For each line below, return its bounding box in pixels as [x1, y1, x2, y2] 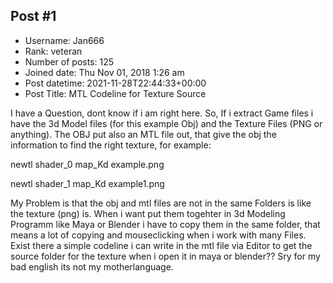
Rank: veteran [24, 45, 83, 57]
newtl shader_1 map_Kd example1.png [10, 177, 165, 189]
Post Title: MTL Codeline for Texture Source [24, 87, 207, 99]
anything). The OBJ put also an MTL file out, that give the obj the [10, 128, 277, 140]
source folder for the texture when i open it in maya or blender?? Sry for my [10, 250, 321, 262]
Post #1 [10, 8, 57, 25]
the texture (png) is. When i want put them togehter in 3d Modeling [10, 207, 286, 219]
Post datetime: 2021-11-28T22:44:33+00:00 [24, 77, 207, 89]
